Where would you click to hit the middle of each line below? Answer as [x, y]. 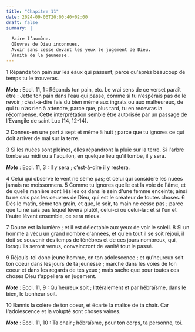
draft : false [22, 22]
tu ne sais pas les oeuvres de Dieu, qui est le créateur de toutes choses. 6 [95, 197]
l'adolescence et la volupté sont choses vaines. [63, 311]
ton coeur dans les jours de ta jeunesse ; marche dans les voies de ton [92, 263]
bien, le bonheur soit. [32, 293]
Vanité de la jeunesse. [40, 55]
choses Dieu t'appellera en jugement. [51, 276]
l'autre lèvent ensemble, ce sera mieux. [54, 216]
